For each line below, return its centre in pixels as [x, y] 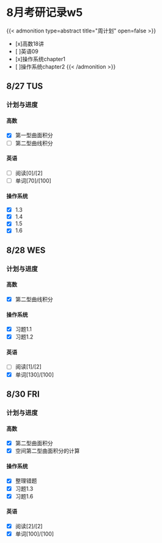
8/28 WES [26, 250]
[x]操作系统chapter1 [40, 59]
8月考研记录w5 [45, 13]
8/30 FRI [23, 394]
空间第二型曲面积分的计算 [47, 451]
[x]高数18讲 [30, 43]
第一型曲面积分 [34, 135]
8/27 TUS [25, 86]
